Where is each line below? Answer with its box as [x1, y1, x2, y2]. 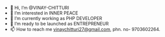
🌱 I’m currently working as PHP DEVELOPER [10, 15, 103, 21]
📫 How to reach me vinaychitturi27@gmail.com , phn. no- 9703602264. [10, 26, 160, 32]
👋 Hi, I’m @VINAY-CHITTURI [10, 5, 70, 10]
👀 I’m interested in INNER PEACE [10, 10, 79, 16]
